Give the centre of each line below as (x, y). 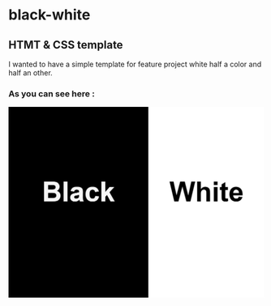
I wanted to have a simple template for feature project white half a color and (135, 64)
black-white (49, 15)
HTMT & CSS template (66, 45)
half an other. (30, 73)
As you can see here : (52, 93)
